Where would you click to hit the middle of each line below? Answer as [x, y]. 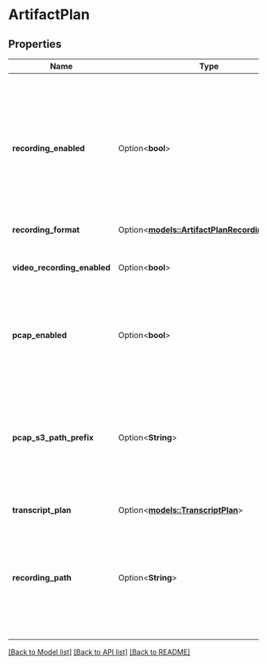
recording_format [46, 230]
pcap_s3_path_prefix [53, 437]
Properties [35, 44]
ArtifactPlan [49, 15]
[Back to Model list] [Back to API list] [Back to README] [99, 652]
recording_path [42, 578]
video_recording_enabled [62, 268]
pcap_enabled [40, 335]
